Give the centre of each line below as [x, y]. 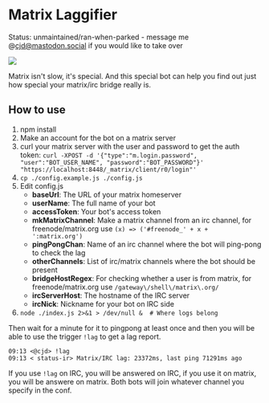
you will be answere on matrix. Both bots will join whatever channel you [126, 381]
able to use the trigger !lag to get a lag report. [85, 336]
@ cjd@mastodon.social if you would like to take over [96, 45]
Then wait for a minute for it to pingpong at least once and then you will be [132, 328]
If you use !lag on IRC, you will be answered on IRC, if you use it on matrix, [132, 373]
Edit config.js [42, 185]
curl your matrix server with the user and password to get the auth [130, 146]
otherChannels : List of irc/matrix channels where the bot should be [143, 261]
